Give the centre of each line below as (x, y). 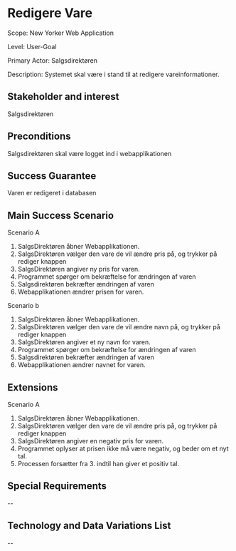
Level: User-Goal (32, 46)
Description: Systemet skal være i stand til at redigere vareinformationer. (113, 74)
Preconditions (39, 137)
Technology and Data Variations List (89, 526)
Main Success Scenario (61, 215)
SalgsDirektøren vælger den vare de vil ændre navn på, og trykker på (119, 327)
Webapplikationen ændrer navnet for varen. (81, 365)
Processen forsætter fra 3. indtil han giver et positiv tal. (98, 464)
